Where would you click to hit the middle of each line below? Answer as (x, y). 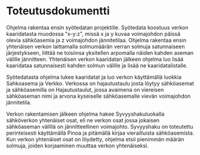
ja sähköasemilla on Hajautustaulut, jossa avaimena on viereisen (85, 89)
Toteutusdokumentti (58, 11)
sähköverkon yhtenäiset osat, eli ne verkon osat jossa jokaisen (83, 120)
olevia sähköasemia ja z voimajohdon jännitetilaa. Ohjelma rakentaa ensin (96, 40)
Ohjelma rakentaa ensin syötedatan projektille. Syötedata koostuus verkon (97, 27)
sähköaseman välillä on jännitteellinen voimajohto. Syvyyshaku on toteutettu (100, 126)
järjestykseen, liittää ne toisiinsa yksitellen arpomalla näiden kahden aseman (100, 52)
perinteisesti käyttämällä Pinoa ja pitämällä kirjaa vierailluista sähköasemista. (100, 133)
